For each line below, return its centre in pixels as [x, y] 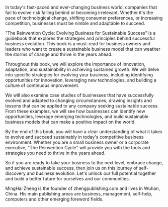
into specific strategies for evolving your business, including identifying [79, 75]
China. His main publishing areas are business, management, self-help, [79, 194]
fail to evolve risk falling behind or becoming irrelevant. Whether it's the [79, 13]
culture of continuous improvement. [42, 85]
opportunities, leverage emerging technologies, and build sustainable [77, 117]
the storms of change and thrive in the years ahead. [59, 54]
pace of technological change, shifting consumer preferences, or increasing [84, 18]
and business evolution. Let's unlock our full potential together [92, 173]
